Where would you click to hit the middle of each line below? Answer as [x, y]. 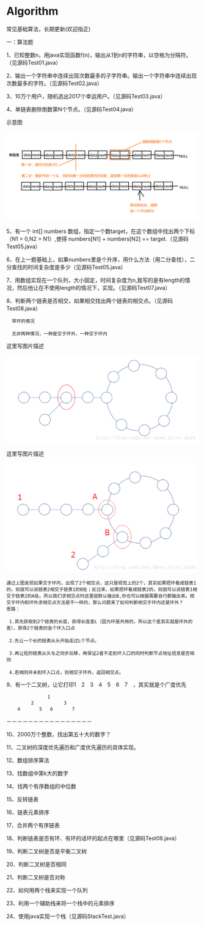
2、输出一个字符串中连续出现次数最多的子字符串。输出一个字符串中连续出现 [102, 75]
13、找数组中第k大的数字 [38, 773]
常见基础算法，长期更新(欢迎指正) [49, 29]
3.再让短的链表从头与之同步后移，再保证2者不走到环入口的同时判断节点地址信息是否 [100, 653]
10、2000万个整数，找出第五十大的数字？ [59, 734]
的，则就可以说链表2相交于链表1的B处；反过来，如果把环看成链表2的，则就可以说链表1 [100, 589]
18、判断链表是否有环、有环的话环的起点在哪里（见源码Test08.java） [93, 838]
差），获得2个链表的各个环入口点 [41, 628]
